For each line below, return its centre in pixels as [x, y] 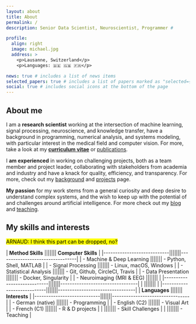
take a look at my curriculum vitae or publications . [67, 149]
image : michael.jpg [35, 49]
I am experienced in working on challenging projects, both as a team [89, 161]
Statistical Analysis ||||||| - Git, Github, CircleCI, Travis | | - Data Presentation [98, 271]
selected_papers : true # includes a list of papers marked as [83, 81]
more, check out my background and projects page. [69, 179]
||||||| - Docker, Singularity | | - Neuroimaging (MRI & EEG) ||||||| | [84, 277]
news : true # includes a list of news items [61, 76]
